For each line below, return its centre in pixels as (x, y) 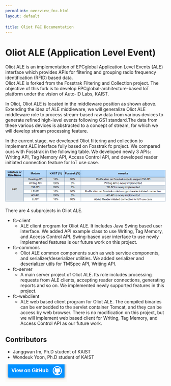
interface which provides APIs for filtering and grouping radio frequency (81, 72)
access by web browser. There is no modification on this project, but (92, 313)
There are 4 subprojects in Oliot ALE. (44, 211)
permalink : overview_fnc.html (37, 11)
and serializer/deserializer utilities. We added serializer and (82, 259)
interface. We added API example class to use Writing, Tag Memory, (92, 231)
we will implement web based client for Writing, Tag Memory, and (89, 318)
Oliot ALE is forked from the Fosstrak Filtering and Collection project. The (82, 83)
